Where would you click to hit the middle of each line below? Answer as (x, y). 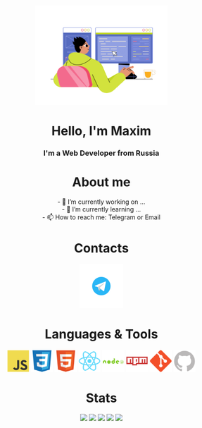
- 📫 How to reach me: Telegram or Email (101, 217)
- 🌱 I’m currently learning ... (101, 209)
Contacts (101, 249)
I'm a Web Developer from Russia (101, 153)
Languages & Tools (101, 335)
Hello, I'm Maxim (101, 131)
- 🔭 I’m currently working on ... (101, 202)
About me (101, 182)
